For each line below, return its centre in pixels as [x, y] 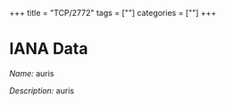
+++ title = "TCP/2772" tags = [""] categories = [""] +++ [113, 13]
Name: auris [32, 73]
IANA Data [49, 49]
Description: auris [42, 90]
